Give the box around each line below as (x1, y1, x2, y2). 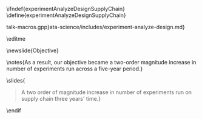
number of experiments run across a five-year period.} (6, 65, 143, 72)
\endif (6, 107, 21, 114)
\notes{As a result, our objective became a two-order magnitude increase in (6, 59, 197, 66)
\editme (6, 35, 26, 42)
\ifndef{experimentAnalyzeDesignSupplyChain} (6, 5, 126, 12)
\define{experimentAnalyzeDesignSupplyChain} (6, 12, 126, 19)
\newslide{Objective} (6, 47, 59, 54)
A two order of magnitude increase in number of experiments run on (21, 89, 192, 96)
